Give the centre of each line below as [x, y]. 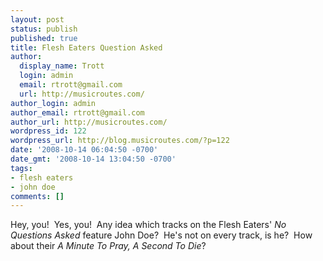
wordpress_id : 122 [48, 131]
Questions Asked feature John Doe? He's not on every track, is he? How [161, 235]
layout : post [37, 19]
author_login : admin [53, 103]
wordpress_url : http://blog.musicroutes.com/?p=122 [120, 141]
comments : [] [37, 196]
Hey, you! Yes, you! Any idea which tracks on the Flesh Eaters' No [148, 225]
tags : [21, 168]
